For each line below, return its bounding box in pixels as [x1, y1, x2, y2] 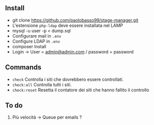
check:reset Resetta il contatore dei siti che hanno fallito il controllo [12, 87, 150, 93]
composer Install [12, 43, 46, 49]
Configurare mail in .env [12, 33, 62, 39]
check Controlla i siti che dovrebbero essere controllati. [12, 76, 124, 82]
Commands [5, 63, 42, 71]
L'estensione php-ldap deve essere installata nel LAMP [12, 22, 123, 28]
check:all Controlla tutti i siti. [12, 81, 72, 87]
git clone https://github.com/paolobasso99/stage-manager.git [12, 17, 139, 23]
